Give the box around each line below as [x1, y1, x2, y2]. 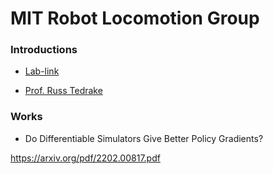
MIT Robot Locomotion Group [10, 7, 260, 30]
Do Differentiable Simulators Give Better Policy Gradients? [24, 132, 264, 144]
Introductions [10, 43, 78, 57]
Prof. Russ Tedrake [24, 85, 103, 97]
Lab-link [24, 65, 60, 77]
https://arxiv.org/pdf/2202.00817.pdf [10, 152, 161, 164]
